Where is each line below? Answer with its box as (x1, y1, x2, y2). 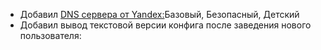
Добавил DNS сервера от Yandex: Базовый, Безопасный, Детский (19, 9, 300, 20)
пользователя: (19, 30, 82, 41)
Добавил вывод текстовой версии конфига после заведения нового (19, 19, 312, 31)
